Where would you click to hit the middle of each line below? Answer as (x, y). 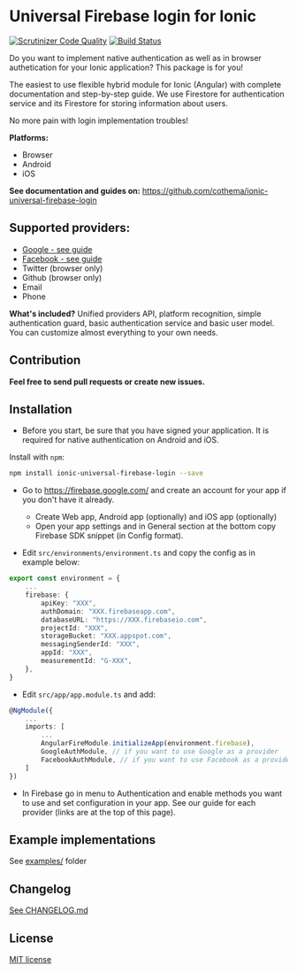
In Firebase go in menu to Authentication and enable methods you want (152, 793)
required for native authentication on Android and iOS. (120, 440)
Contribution (45, 360)
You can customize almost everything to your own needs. (114, 332)
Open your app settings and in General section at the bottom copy (156, 526)
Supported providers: (70, 228)
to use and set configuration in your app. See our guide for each (139, 802)
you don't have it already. (68, 500)
